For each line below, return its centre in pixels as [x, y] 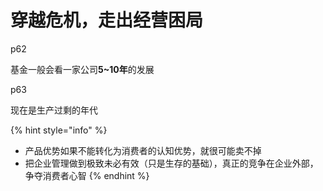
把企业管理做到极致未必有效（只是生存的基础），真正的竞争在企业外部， [171, 163]
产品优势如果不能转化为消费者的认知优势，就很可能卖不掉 [143, 150]
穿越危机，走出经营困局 [107, 20]
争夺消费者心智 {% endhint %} [87, 175]
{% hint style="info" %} [59, 130]
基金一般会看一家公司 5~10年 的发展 [82, 69]
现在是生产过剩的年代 [54, 110]
